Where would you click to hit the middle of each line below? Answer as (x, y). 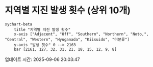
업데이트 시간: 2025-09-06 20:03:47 (42, 59)
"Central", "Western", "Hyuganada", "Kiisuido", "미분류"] (67, 39)
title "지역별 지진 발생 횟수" (42, 29)
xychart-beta (19, 24)
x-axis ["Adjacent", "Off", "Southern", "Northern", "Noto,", (81, 34)
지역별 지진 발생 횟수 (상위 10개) (68, 10)
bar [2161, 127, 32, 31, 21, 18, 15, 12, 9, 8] (65, 49)
